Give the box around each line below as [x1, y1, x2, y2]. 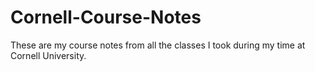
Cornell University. [10, 49, 87, 61]
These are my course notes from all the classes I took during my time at [10, 39, 306, 51]
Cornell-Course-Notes [10, 6, 202, 29]
